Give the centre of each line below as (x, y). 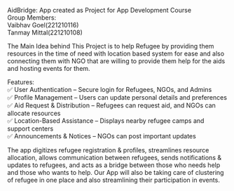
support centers (30, 129)
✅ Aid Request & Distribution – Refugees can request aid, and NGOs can (111, 105)
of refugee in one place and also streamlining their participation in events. (114, 180)
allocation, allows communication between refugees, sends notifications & (115, 158)
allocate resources (34, 113)
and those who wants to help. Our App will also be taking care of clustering (116, 172)
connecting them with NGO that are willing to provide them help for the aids (116, 61)
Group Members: (32, 18)
